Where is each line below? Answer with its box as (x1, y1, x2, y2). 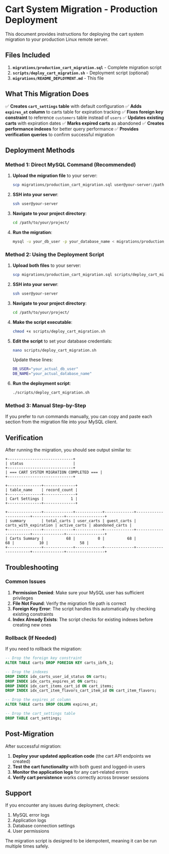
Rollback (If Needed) (5, 634, 57, 641)
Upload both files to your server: (12, 262, 82, 268)
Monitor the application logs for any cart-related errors (12, 769, 129, 775)
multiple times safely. (5, 843, 49, 849)
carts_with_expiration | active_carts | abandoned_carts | (5, 523, 132, 528)
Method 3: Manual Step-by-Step (5, 402, 86, 409)
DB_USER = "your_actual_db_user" (12, 367, 79, 372)
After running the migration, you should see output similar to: (5, 447, 132, 453)
